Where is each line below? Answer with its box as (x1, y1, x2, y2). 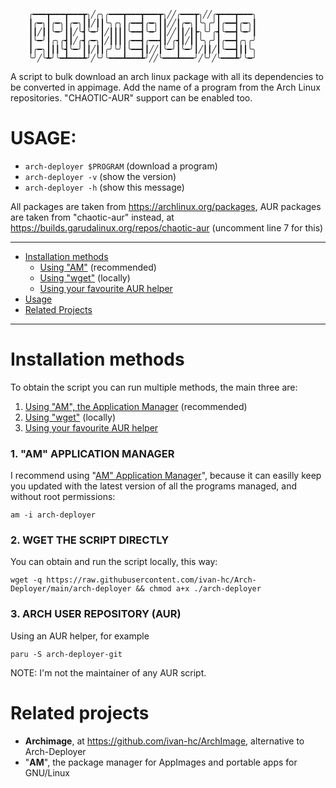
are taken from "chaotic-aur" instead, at (10, 211, 175, 223)
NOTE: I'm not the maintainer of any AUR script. (10, 666, 207, 679)
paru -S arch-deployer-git (10, 649, 123, 659)
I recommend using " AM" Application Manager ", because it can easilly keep (10, 470, 322, 482)
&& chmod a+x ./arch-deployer (135, 584, 262, 594)
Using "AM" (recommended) (39, 261, 157, 273)
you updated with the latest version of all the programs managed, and (10, 480, 298, 492)
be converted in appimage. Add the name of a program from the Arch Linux (10, 81, 321, 93)
